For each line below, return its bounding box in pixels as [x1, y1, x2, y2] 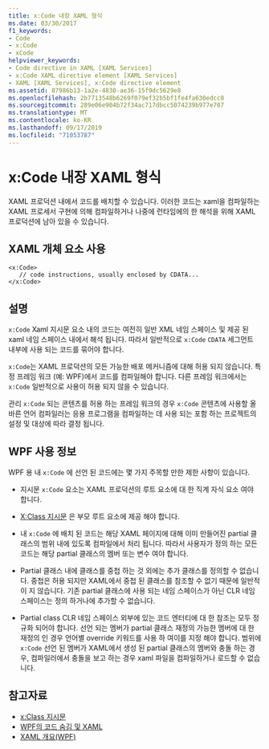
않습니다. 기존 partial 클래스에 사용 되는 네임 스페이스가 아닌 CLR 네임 [37, 586, 255, 595]
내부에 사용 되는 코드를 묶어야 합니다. [8, 344, 124, 354]
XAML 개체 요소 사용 [8, 242, 106, 255]
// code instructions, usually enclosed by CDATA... [18, 271, 199, 279]
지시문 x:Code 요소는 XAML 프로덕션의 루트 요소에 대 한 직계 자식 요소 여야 [19, 485, 255, 494]
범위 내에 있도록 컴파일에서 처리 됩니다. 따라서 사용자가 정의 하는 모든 [41, 539, 259, 548]
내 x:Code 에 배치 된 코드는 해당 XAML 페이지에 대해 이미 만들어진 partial [19, 529, 249, 538]
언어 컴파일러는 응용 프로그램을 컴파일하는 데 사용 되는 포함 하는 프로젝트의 [22, 409, 257, 418]
